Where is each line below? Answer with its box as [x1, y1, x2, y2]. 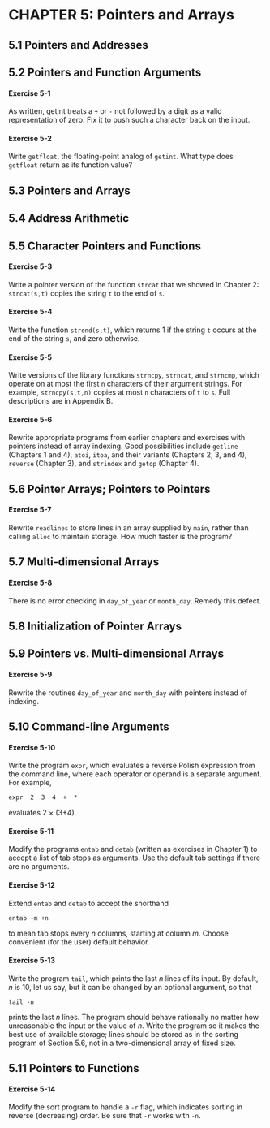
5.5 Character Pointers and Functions [8, 239, 201, 253]
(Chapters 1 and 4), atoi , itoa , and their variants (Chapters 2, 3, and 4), [8, 450, 247, 460]
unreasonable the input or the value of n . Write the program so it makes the [8, 1021, 259, 1031]
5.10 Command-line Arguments [8, 720, 169, 733]
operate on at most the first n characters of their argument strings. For [8, 379, 243, 389]
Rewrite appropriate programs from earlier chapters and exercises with [8, 433, 246, 443]
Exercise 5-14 [8, 1084, 56, 1094]
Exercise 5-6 [8, 414, 53, 424]
